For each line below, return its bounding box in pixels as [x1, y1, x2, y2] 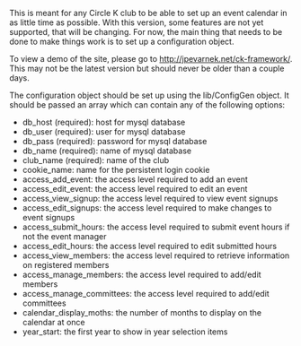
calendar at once [22, 317, 85, 327]
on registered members [22, 260, 110, 270]
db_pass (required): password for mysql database [22, 136, 208, 146]
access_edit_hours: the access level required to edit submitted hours [22, 241, 277, 251]
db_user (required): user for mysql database [22, 126, 186, 137]
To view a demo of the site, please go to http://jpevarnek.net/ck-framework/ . [9, 54, 293, 64]
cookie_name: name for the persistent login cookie [22, 165, 210, 175]
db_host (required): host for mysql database [22, 117, 186, 127]
